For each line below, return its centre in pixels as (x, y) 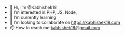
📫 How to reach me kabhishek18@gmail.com (55, 28)
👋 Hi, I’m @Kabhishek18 (33, 7)
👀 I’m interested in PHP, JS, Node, (43, 12)
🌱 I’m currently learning (33, 17)
